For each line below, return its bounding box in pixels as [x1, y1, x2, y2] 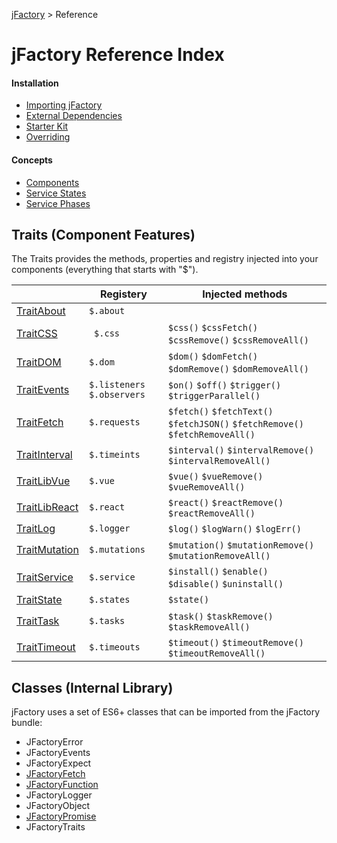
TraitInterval [16, 448, 73, 462]
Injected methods [202, 287, 288, 301]
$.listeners [88, 379, 146, 391]
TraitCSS [16, 327, 58, 341]
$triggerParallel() [167, 390, 261, 402]
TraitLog [16, 522, 56, 536]
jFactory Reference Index [11, 44, 225, 66]
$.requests [88, 417, 141, 428]
